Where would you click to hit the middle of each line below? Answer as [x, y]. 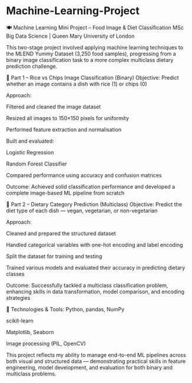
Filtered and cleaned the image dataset [54, 107]
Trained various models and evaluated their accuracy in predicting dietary [96, 268]
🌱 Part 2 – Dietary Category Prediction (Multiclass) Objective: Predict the [94, 204]
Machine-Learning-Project [73, 11]
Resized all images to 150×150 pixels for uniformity [68, 118]
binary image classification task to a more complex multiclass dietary [90, 60]
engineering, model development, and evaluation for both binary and [89, 367]
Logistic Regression [30, 152]
